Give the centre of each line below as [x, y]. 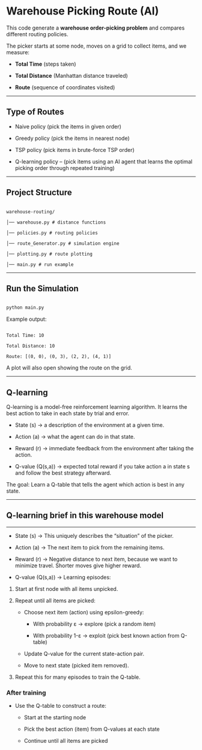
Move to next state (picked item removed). [76, 665]
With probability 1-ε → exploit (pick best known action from [106, 635]
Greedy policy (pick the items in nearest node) [72, 138]
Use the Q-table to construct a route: [61, 706]
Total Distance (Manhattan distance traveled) [71, 75]
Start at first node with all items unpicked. [66, 588]
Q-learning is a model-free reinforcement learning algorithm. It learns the [97, 407]
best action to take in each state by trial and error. [68, 414]
